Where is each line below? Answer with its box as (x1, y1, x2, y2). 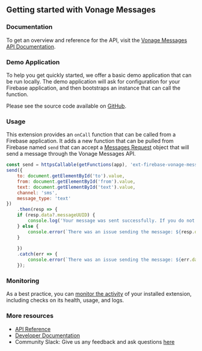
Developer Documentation (14, 332, 80, 339)
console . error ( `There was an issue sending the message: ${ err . (28, 257, 192, 263)
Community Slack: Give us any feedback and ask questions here (14, 338, 175, 345)
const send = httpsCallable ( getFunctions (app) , (6, 162, 128, 168)
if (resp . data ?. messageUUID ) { (17, 212, 96, 218)
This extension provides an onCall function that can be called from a (6, 131, 176, 138)
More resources (6, 312, 54, 320)
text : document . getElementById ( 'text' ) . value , (17, 184, 136, 190)
